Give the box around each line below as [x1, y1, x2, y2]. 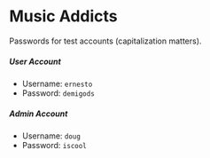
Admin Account [9, 108, 68, 119]
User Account [9, 56, 62, 67]
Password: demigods [21, 87, 95, 99]
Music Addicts [9, 6, 118, 27]
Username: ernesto [21, 78, 93, 89]
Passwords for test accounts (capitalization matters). [9, 36, 202, 46]
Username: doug [21, 130, 82, 141]
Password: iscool [21, 139, 87, 150]
